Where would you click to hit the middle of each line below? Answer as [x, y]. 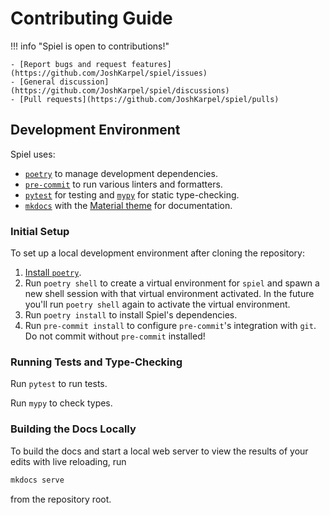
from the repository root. [61, 499]
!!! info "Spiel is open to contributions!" [90, 46]
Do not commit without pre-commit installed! [115, 336]
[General [37, 82]
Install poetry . [53, 273]
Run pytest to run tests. [59, 384]
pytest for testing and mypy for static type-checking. [132, 194]
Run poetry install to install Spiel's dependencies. [131, 315]
